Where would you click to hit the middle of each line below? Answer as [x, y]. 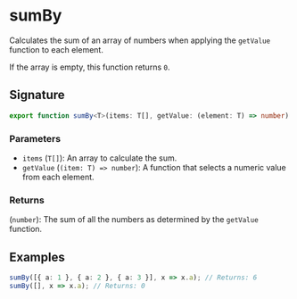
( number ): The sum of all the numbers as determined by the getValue [134, 220]
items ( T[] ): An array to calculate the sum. [99, 158]
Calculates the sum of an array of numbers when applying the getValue [140, 40]
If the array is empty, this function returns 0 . [90, 67]
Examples [37, 257]
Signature [37, 95]
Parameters [35, 138]
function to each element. [57, 49]
